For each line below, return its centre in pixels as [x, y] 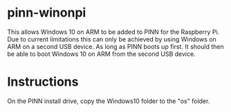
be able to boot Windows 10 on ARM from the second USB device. [101, 54]
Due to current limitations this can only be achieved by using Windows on [112, 39]
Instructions [43, 82]
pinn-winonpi [47, 13]
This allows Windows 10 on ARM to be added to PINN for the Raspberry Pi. [113, 32]
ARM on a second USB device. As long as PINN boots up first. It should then [115, 46]
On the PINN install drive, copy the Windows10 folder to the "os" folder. [109, 101]
